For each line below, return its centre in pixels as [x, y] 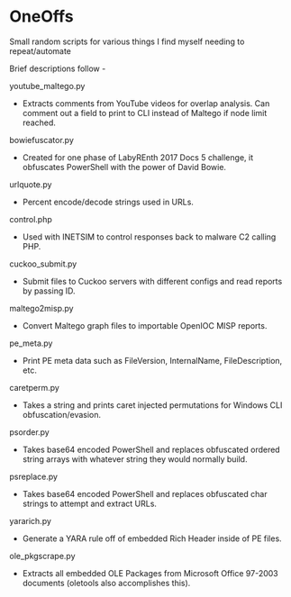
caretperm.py [35, 387]
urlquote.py [31, 184]
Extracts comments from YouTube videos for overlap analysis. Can [146, 103]
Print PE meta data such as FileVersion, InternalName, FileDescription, [152, 360]
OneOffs [41, 17]
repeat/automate [41, 50]
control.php [31, 219]
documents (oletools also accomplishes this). [106, 583]
